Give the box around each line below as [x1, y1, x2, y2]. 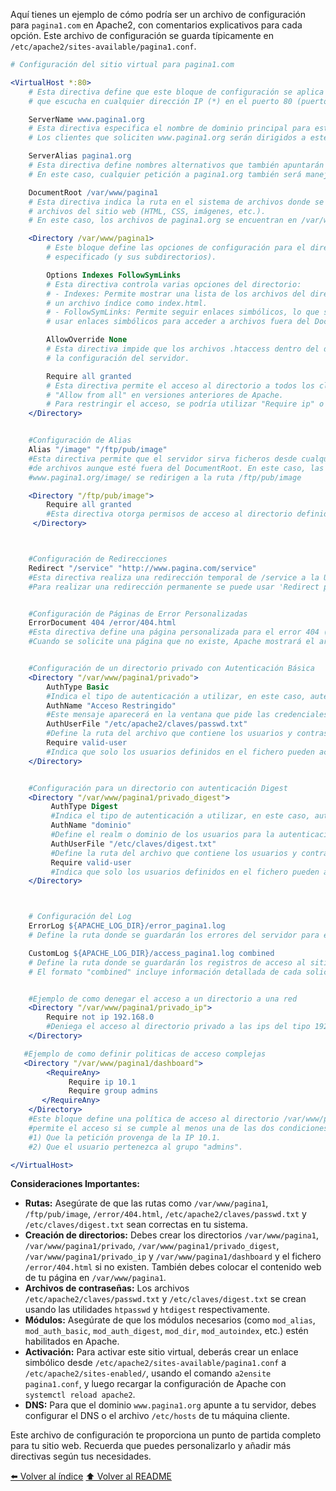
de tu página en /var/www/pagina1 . [24, 1272, 167, 1284]
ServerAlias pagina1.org [28, 151, 132, 161]
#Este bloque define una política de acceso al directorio [28, 1114, 280, 1124]
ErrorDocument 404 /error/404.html [28, 618, 177, 628]
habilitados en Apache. [24, 1335, 120, 1348]
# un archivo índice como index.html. [46, 298, 208, 308]
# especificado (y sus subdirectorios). [46, 252, 217, 262]
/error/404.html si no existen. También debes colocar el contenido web [24, 1261, 322, 1273]
